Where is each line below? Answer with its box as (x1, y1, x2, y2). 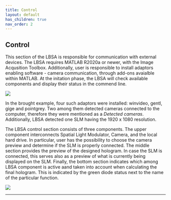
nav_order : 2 (5, 21, 33, 27)
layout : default (5, 12, 40, 17)
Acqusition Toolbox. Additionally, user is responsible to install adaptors (5, 64, 154, 71)
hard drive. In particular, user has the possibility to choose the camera (5, 137, 152, 143)
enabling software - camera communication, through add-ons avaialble (5, 70, 155, 76)
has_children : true (5, 17, 47, 22)
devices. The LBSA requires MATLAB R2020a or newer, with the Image (5, 59, 154, 65)
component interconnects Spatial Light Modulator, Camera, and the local (5, 131, 158, 138)
